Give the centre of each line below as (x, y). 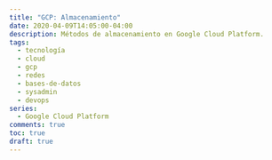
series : (24, 108)
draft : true (31, 141)
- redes (32, 76)
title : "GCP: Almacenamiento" (65, 17)
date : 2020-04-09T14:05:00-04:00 (71, 26)
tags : (19, 42)
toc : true (28, 133)
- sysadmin (37, 92)
